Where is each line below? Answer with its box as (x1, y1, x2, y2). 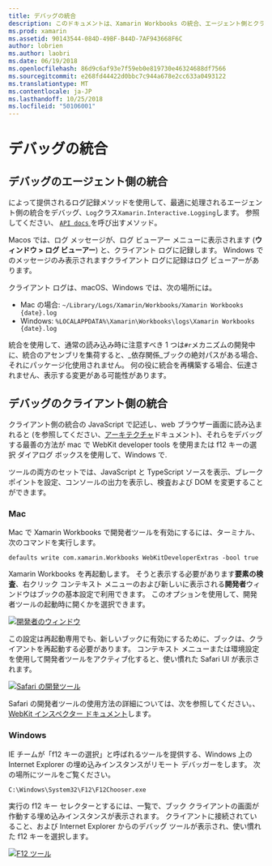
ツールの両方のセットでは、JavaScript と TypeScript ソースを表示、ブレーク (8, 467, 264, 477)
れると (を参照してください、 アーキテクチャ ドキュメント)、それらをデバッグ (8, 429, 263, 439)
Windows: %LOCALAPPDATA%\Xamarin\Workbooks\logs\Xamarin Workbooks (19, 316, 255, 326)
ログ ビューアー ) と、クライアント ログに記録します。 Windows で (45, 245, 264, 255)
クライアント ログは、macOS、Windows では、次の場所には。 (8, 283, 217, 293)
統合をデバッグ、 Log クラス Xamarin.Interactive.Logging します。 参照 (29, 208, 261, 217)
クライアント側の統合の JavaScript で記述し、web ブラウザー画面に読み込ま (8, 419, 263, 429)
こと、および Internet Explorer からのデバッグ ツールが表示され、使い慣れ (15, 821, 261, 831)
